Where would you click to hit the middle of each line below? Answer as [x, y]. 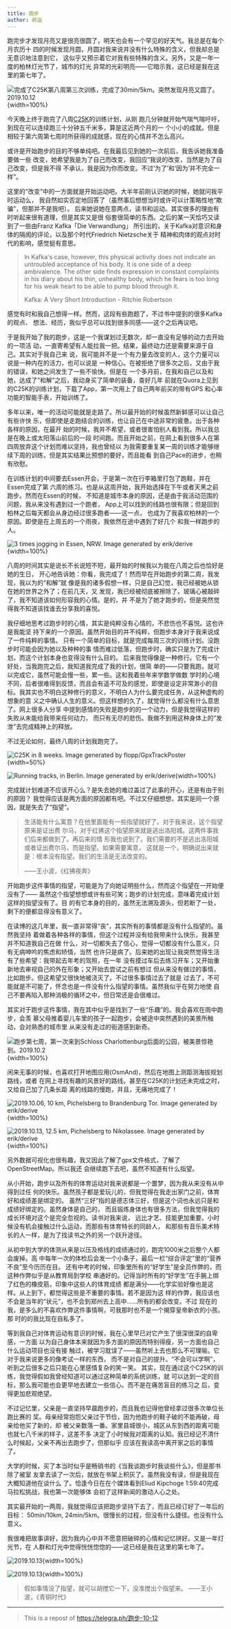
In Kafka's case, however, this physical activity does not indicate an [120, 256]
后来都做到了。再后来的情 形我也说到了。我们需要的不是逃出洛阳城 [124, 839]
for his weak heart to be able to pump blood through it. [101, 286]
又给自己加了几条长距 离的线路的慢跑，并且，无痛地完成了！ [92, 1089]
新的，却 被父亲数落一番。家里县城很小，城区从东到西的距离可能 [128, 1425]
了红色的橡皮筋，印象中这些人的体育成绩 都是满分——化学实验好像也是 [107, 1284]
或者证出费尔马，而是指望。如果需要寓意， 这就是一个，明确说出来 [118, 847]
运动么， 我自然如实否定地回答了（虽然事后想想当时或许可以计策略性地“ [114, 200]
